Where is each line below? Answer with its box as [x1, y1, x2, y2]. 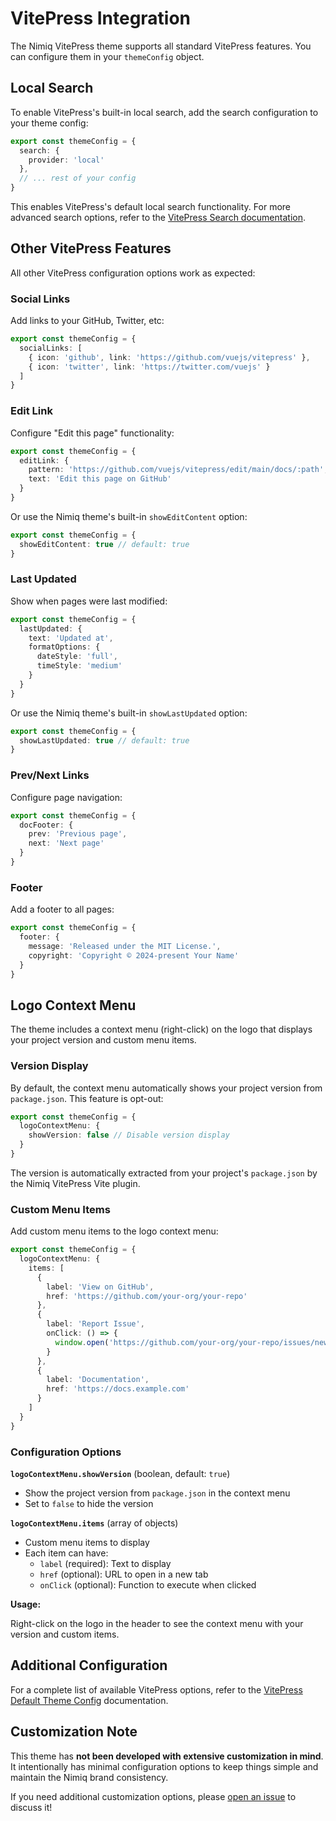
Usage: [10, 1598, 42, 1610]
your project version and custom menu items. [10, 1034, 197, 1046]
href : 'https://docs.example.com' [46, 1384, 190, 1394]
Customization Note [10, 1723, 138, 1741]
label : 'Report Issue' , [46, 1319, 145, 1329]
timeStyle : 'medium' [36, 661, 123, 671]
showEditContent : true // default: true [19, 539, 190, 549]
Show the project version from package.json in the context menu [24, 1487, 291, 1499]
